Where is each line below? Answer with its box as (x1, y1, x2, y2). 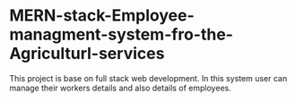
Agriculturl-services (9, 44, 165, 64)
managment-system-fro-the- (9, 24, 233, 45)
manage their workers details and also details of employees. (9, 82, 231, 93)
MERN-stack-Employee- (9, 5, 195, 26)
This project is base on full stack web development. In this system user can (9, 72, 288, 83)
